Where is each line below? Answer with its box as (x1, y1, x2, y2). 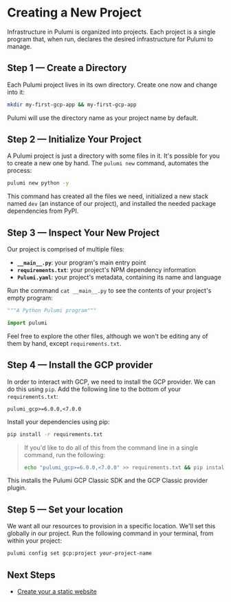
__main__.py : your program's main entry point (16, 258, 146, 267)
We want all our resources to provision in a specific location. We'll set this (7, 522, 216, 530)
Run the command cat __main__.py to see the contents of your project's (7, 287, 212, 295)
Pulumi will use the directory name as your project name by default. (7, 114, 198, 122)
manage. (7, 42, 32, 50)
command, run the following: (23, 450, 105, 459)
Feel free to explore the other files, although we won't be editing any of (7, 332, 208, 340)
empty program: (7, 294, 53, 302)
